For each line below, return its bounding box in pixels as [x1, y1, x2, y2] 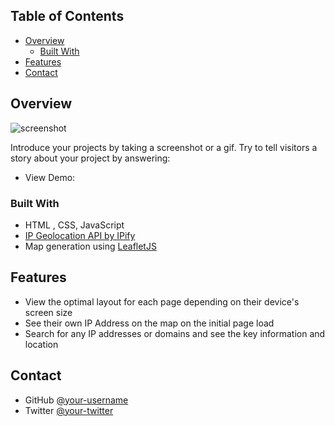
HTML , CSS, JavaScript [24, 219, 125, 231]
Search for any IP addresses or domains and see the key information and [24, 327, 326, 339]
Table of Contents [10, 8, 125, 25]
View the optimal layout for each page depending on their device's [24, 295, 300, 308]
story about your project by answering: [10, 152, 171, 164]
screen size [24, 306, 73, 318]
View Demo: [24, 171, 76, 183]
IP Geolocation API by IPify [24, 229, 136, 241]
